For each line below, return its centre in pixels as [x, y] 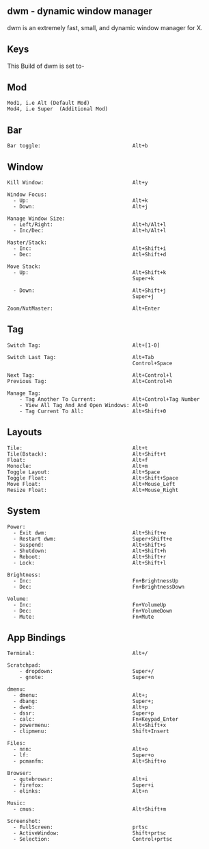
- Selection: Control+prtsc [93, 839]
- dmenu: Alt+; [81, 696]
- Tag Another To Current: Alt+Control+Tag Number [110, 399]
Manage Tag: [24, 393]
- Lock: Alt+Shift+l [90, 563]
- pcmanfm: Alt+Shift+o [90, 761]
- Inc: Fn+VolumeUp [90, 605]
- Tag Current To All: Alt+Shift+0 [93, 411]
